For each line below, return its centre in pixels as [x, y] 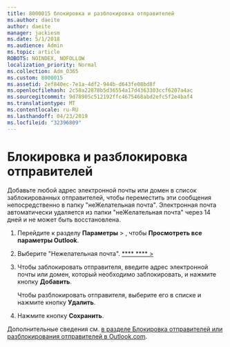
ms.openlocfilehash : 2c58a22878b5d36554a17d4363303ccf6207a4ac [100, 90]
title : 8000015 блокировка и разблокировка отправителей [91, 13]
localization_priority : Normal [52, 65]
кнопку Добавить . [45, 282]
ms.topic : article [33, 52]
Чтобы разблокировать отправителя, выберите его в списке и [109, 295]
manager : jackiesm [33, 33]
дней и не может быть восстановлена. [64, 220]
